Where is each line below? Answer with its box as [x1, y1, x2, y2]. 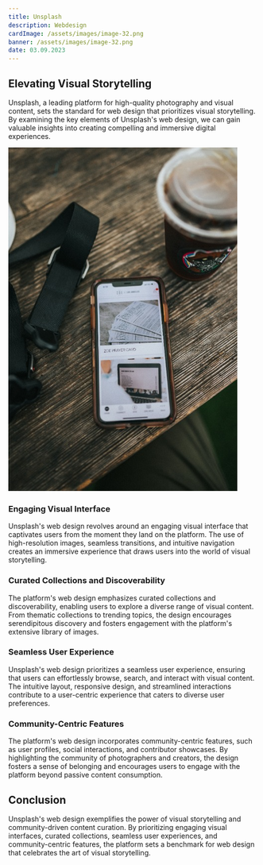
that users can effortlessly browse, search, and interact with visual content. [8, 673, 255, 682]
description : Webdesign [8, 21, 87, 29]
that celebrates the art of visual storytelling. [8, 848, 151, 857]
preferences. [8, 698, 50, 708]
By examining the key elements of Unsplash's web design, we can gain [8, 114, 241, 124]
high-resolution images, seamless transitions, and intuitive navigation [8, 539, 235, 548]
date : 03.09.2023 [8, 46, 66, 55]
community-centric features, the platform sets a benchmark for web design [8, 839, 255, 849]
